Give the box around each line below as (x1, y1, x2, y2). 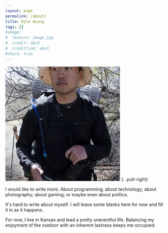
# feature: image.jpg (5, 35, 53, 40)
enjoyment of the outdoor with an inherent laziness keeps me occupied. (5, 222, 156, 228)
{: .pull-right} (121, 176, 149, 182)
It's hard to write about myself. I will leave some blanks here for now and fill (5, 201, 163, 208)
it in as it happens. (5, 206, 44, 213)
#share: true (5, 51, 33, 56)
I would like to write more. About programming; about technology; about (5, 186, 157, 192)
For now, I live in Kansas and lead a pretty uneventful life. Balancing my (5, 217, 154, 223)
